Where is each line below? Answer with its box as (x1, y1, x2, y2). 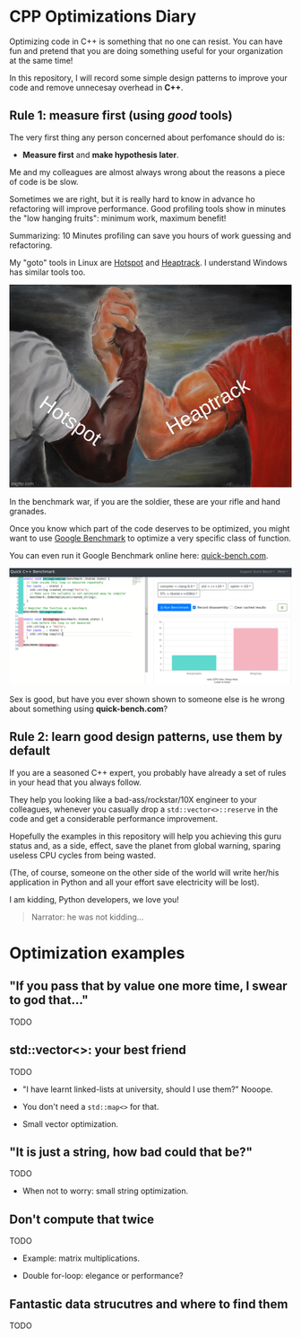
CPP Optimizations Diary (9, 6, 197, 27)
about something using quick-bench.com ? (9, 703, 168, 714)
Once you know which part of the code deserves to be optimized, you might (9, 524, 290, 534)
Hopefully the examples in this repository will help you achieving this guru (9, 831, 282, 841)
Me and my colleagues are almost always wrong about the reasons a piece (9, 166, 286, 177)
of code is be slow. (9, 176, 79, 187)
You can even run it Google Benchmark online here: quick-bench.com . (9, 550, 269, 561)
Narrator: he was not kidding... (30, 911, 144, 922)
